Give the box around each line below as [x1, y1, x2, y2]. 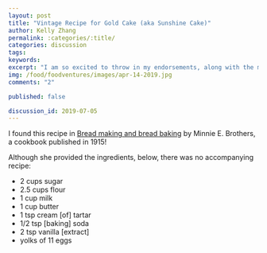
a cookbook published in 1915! [8, 137, 107, 147]
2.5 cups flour [19, 185, 66, 195]
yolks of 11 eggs [19, 235, 72, 245]
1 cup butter [19, 202, 60, 212]
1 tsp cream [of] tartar [19, 210, 91, 220]
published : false [8, 92, 66, 100]
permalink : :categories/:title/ [8, 33, 115, 42]
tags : [8, 49, 26, 56]
